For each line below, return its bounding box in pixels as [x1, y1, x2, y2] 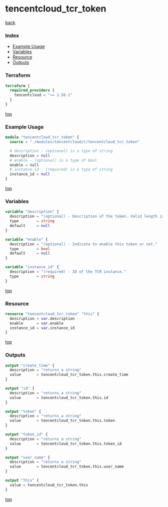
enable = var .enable [9, 321, 64, 326]
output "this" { [5, 478, 39, 483]
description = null [9, 153, 50, 158]
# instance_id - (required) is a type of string [9, 167, 113, 172]
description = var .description [9, 316, 75, 321]
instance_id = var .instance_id [9, 325, 75, 330]
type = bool [9, 246, 50, 251]
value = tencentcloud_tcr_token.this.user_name [9, 464, 124, 469]
